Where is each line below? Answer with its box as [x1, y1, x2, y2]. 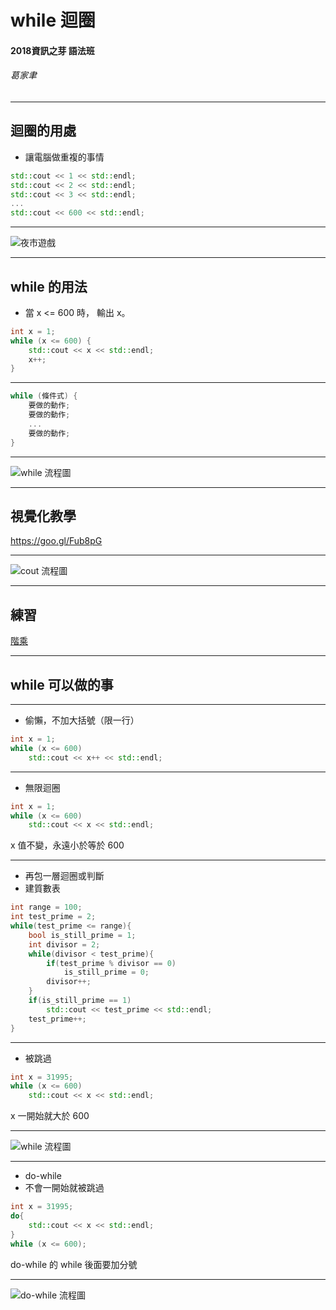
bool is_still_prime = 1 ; [28, 930, 137, 940]
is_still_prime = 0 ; [63, 967, 150, 978]
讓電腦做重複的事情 [24, 151, 105, 163]
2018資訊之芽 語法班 [10, 44, 95, 56]
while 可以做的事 [10, 676, 114, 693]
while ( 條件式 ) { [10, 391, 78, 401]
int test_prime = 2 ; [10, 912, 97, 922]
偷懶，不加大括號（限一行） [24, 714, 140, 726]
